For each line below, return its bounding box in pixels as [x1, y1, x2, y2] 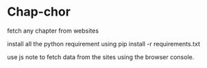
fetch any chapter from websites [7, 27, 99, 35]
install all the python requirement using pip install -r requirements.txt [7, 39, 201, 48]
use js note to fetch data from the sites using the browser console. [7, 52, 195, 61]
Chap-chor [7, 4, 71, 20]
